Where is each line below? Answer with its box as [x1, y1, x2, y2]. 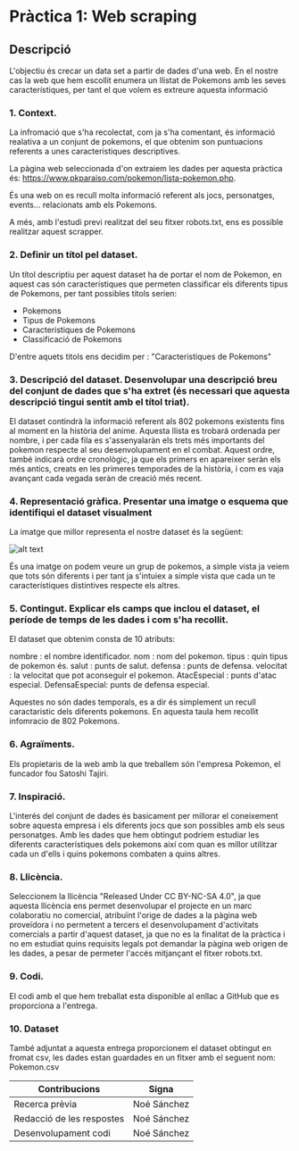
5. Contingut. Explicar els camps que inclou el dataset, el [9, 603, 261, 615]
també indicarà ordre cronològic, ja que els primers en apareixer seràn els [9, 454, 281, 464]
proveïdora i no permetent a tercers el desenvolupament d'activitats [9, 920, 259, 930]
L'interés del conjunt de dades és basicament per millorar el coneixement [9, 811, 278, 822]
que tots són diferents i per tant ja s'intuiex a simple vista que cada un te [9, 571, 276, 581]
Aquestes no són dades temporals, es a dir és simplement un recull [9, 696, 256, 707]
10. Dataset [9, 1022, 60, 1035]
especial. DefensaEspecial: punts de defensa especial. [9, 680, 210, 690]
